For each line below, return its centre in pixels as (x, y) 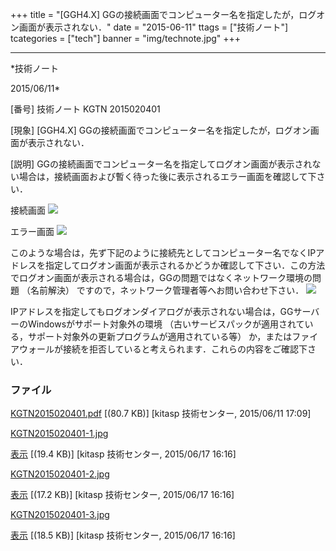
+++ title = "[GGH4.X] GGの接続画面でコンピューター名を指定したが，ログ (163, 14)
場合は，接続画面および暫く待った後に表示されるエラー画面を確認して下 (167, 176)
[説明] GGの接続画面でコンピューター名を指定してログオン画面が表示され (161, 164)
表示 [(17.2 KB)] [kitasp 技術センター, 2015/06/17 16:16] (122, 495)
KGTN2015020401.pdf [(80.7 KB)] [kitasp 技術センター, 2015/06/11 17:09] (161, 414)
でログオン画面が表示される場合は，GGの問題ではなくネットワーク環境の (161, 277)
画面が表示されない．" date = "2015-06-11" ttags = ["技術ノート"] (153, 27)
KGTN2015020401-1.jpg (59, 434)
